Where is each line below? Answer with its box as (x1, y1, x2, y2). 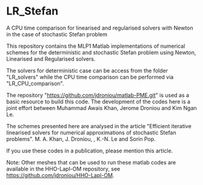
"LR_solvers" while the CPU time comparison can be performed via (6, 73, 174, 80)
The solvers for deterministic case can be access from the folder (6, 67, 168, 74)
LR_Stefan (6, 4, 59, 18)
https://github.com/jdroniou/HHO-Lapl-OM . (6, 171, 115, 179)
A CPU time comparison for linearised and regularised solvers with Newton (6, 24, 194, 31)
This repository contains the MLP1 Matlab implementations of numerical (6, 42, 185, 50)
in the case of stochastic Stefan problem (6, 30, 108, 37)
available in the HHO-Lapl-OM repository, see (6, 165, 121, 172)
